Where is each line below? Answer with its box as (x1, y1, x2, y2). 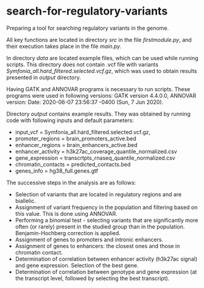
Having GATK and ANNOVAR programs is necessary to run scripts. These (6, 85, 191, 92)
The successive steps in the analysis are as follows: (6, 179, 136, 186)
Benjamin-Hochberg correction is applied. (15, 229, 121, 236)
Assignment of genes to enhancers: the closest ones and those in (15, 242, 180, 250)
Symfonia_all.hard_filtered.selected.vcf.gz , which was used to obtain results (6, 67, 197, 74)
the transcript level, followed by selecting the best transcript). (15, 275, 170, 282)
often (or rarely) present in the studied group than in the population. (15, 223, 185, 230)
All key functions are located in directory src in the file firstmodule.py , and (6, 36, 192, 43)
